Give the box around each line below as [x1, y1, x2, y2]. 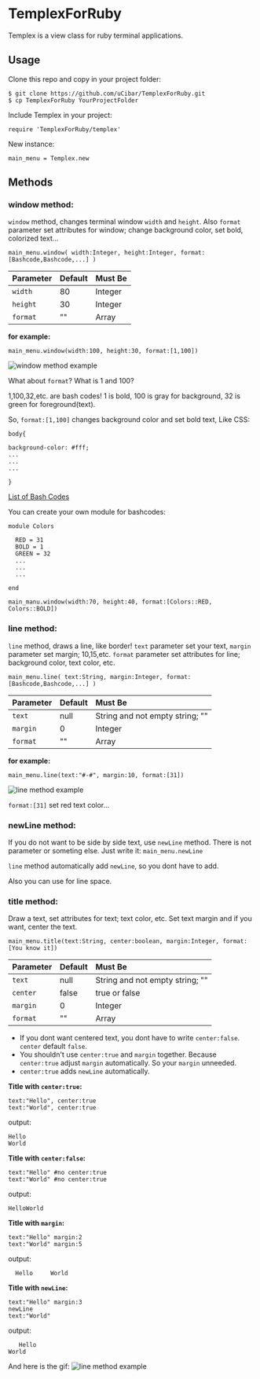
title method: [8, 896, 59, 907]
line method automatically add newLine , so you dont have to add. [8, 861, 219, 871]
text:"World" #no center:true [8, 1175, 108, 1183]
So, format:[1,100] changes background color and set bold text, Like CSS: [8, 415, 250, 424]
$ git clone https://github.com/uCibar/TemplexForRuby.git [8, 90, 206, 97]
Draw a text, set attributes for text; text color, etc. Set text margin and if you [8, 914, 253, 923]
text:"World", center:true [8, 1104, 97, 1112]
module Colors [8, 523, 55, 530]
